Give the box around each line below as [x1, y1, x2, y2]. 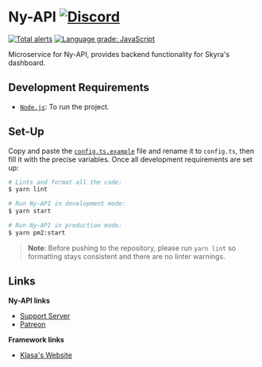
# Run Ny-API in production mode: [8, 222, 123, 230]
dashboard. [8, 58, 46, 67]
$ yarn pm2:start [8, 228, 66, 237]
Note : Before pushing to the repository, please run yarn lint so [27, 243, 237, 253]
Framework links [8, 335, 65, 344]
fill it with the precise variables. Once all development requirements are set [8, 155, 252, 164]
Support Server [19, 311, 71, 320]
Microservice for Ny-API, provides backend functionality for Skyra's [8, 49, 230, 59]
